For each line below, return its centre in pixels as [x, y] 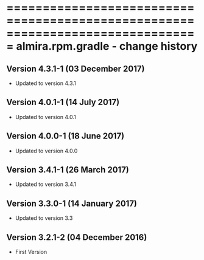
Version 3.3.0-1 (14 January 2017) [72, 203]
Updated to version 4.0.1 [45, 117]
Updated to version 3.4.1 [45, 184]
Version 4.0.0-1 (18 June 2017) [65, 136]
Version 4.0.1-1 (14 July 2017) [63, 102]
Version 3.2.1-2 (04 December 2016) [77, 237]
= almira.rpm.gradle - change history [102, 46]
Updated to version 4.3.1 [45, 83]
